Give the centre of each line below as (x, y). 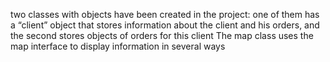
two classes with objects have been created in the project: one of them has (165, 14)
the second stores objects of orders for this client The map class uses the (162, 35)
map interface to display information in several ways (118, 46)
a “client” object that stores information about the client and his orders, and (165, 25)
